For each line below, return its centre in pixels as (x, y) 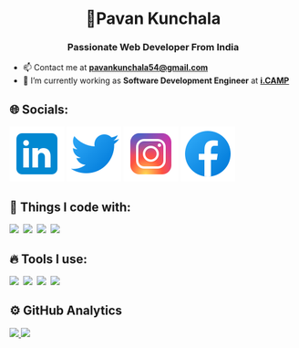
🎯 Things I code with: (70, 207)
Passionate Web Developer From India (153, 47)
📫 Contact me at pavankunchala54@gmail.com (115, 68)
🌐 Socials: (39, 109)
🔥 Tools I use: (49, 259)
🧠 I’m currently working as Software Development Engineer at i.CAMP (156, 80)
